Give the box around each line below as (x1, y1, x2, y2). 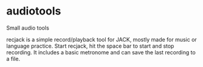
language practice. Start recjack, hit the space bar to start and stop (6, 42, 174, 49)
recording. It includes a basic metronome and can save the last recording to (6, 48, 196, 56)
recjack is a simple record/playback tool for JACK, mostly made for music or (6, 36, 198, 43)
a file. (6, 55, 20, 62)
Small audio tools (6, 24, 50, 31)
